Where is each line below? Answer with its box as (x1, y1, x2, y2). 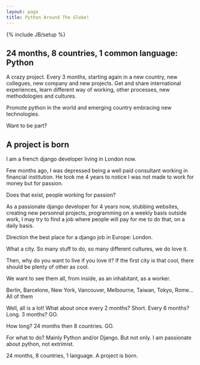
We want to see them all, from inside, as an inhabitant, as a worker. (6, 275, 171, 282)
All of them (6, 293, 33, 300)
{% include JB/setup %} (6, 31, 66, 38)
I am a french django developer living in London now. (6, 155, 137, 162)
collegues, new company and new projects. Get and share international (6, 80, 181, 87)
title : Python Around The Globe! (6, 14, 90, 20)
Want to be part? (6, 122, 47, 129)
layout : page (6, 8, 39, 15)
